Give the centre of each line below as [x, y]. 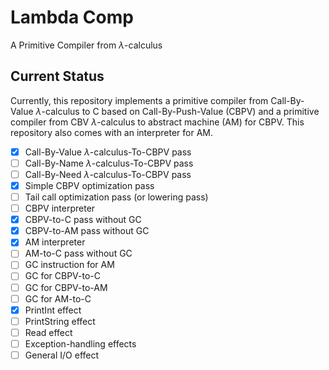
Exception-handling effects [80, 343]
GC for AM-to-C [58, 298]
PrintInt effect [53, 310]
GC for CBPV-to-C [62, 276]
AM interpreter [55, 242]
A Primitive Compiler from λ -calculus [86, 45]
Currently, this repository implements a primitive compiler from [139, 100]
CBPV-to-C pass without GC [83, 220]
